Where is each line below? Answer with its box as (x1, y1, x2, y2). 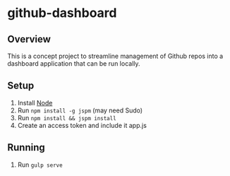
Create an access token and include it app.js (17, 121, 147, 129)
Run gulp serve (17, 160, 63, 169)
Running (7, 141, 46, 153)
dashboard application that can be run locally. (7, 59, 140, 68)
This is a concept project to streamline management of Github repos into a (7, 52, 224, 60)
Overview (7, 33, 52, 45)
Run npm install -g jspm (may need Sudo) (17, 106, 143, 115)
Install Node (17, 98, 53, 107)
